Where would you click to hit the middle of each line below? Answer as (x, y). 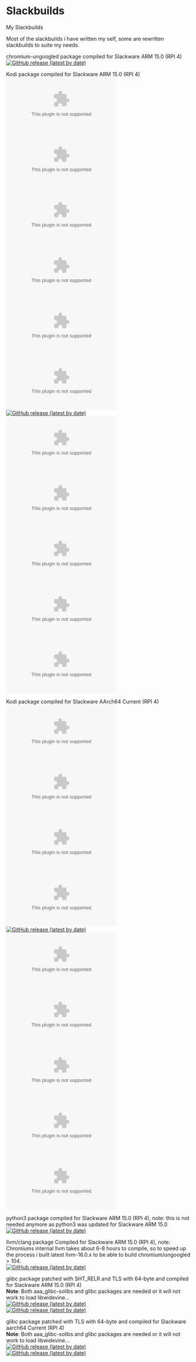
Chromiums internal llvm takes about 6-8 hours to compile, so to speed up (96, 1248)
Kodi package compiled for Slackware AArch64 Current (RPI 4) (82, 701)
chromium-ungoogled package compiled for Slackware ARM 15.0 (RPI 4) (94, 56)
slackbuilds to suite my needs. (43, 45)
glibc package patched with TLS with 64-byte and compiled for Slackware (96, 1321)
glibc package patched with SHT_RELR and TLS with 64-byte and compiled (97, 1279)
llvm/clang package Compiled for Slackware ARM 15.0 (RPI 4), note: (88, 1242)
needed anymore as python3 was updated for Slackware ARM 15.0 (87, 1224)
